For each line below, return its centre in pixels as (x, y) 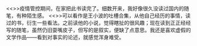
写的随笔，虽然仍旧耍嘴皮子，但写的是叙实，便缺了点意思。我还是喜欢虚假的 (98, 30)
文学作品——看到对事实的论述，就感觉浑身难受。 (65, 37)
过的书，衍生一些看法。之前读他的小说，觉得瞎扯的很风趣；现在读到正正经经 (98, 23)
